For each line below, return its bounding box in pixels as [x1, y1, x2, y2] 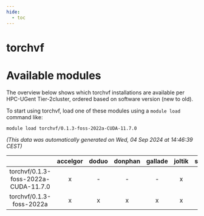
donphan [114, 156, 141, 165]
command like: [6, 113, 43, 120]
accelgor [56, 156, 83, 165]
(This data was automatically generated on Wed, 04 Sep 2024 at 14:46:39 [6, 136, 193, 143]
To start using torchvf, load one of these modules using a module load [6, 107, 181, 114]
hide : [6, 9, 20, 15]
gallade [146, 156, 168, 165]
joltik [174, 156, 189, 165]
